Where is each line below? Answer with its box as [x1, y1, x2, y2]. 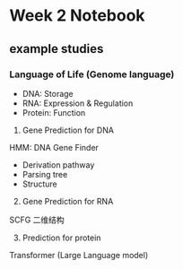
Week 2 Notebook [9, 5, 145, 26]
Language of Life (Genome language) [9, 68, 175, 81]
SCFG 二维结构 [9, 214, 65, 225]
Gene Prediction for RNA [22, 195, 114, 206]
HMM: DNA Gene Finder [9, 142, 99, 152]
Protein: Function [22, 107, 86, 117]
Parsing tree [22, 169, 68, 179]
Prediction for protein [22, 232, 101, 243]
